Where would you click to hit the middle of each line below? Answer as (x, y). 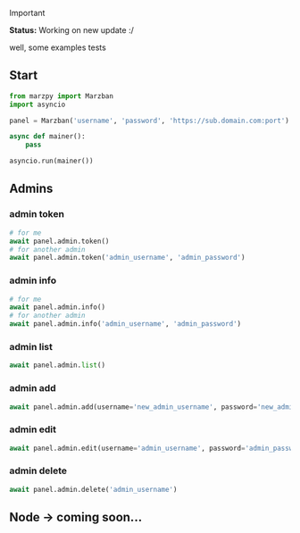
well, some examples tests (58, 47)
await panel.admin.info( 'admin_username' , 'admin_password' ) (125, 324)
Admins (31, 189)
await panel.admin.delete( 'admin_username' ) (93, 489)
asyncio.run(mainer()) (51, 161)
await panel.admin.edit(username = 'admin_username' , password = (127, 448)
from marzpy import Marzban (62, 96)
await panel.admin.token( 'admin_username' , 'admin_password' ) (127, 258)
